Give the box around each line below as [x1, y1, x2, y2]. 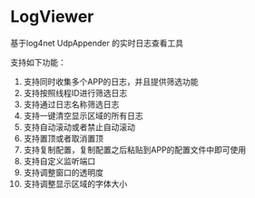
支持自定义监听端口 [23, 155, 96, 166]
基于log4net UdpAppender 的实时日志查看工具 [10, 37, 184, 48]
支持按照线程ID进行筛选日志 [23, 87, 128, 98]
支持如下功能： [10, 56, 66, 67]
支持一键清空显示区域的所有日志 [23, 110, 143, 121]
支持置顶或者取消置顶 [23, 133, 103, 144]
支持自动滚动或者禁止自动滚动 [23, 121, 135, 133]
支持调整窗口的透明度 [23, 166, 103, 178]
